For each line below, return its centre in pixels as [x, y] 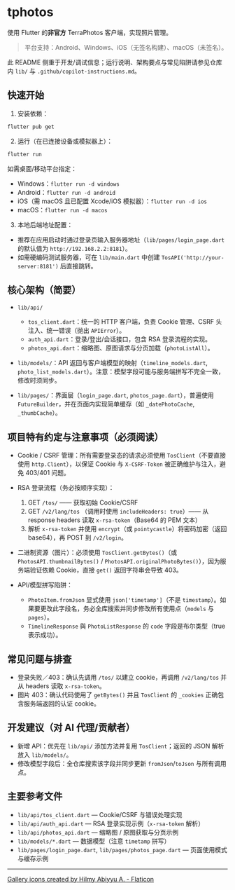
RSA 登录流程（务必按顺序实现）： [66, 488]
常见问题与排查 [40, 659]
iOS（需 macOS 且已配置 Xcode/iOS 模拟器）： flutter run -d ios [112, 201]
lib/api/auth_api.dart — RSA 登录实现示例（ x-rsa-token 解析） [111, 823]
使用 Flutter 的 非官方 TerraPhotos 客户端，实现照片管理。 [90, 32]
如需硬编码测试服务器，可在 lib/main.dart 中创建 [88, 257]
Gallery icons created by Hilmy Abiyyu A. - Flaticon [81, 879]
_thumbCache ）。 [39, 413]
